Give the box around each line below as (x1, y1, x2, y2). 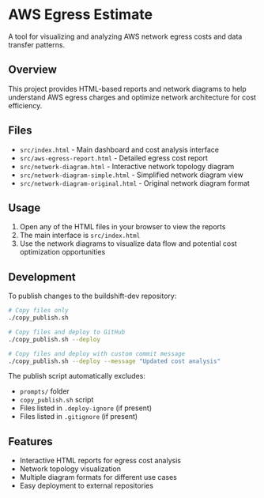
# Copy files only (8, 307, 69, 315)
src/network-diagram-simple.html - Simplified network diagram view (19, 170, 243, 179)
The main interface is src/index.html (19, 231, 141, 240)
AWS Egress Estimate (8, 6, 153, 24)
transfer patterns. (8, 40, 66, 49)
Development (8, 270, 77, 284)
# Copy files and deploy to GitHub (8, 328, 126, 336)
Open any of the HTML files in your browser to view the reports (19, 222, 226, 232)
